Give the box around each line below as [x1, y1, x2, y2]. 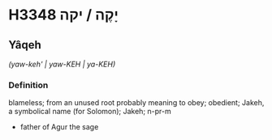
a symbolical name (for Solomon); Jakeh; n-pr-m [8, 107, 172, 117]
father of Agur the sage [19, 122, 99, 132]
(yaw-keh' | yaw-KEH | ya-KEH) [8, 59, 116, 69]
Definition [8, 79, 49, 91]
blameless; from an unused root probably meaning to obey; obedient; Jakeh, [8, 98, 265, 108]
